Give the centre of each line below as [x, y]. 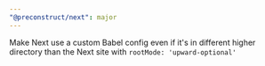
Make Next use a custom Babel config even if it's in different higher [132, 42]
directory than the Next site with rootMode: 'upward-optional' [123, 51]
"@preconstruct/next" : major [63, 17]
